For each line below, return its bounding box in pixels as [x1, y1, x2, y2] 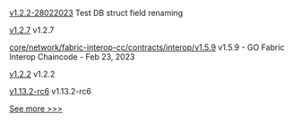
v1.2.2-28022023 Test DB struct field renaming [9, 8, 184, 18]
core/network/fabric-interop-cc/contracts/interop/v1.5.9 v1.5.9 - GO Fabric [9, 42, 285, 53]
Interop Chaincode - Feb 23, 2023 [9, 52, 135, 61]
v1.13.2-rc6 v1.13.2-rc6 [9, 86, 92, 96]
